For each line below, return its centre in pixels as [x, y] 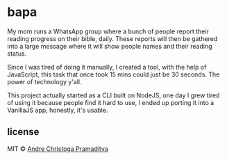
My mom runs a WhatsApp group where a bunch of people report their [108, 31]
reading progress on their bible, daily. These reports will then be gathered [112, 38]
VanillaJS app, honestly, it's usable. [58, 110]
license [23, 132]
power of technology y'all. [44, 81]
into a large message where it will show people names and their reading [110, 46]
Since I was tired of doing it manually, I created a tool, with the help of [107, 67]
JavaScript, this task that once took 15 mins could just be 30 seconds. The [113, 74]
